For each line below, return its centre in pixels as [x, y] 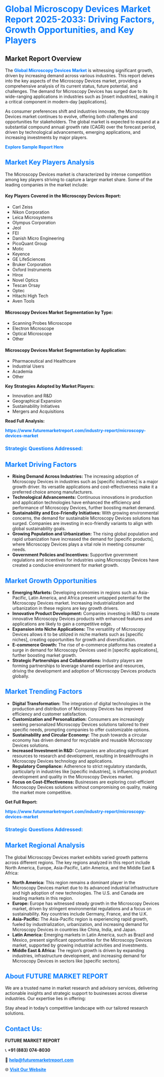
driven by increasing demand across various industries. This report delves [80, 76]
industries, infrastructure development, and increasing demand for [79, 955]
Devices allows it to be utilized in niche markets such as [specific [78, 634]
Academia [22, 371]
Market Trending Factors [44, 692]
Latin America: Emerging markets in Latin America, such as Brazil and [83, 935]
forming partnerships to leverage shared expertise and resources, [79, 666]
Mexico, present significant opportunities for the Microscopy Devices [82, 940]
